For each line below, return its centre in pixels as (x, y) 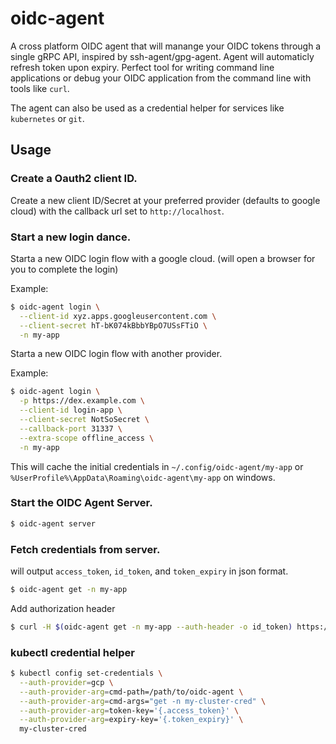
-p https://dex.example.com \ (82, 401)
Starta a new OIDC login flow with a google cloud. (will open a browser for (163, 258)
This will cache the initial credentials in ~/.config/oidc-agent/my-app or (157, 466)
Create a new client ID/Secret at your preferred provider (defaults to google (165, 200)
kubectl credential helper (72, 652)
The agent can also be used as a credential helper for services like (147, 108)
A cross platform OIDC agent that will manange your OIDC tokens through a (166, 46)
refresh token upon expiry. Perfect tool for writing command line (142, 67)
